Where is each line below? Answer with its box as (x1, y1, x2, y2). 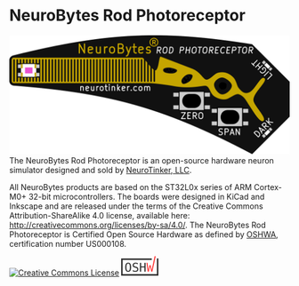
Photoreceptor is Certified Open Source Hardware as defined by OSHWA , (9, 228, 279, 240)
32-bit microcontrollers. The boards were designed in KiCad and (28, 191, 265, 202)
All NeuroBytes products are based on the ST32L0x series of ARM (9, 181, 252, 192)
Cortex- (253, 181, 283, 192)
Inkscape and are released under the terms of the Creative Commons (9, 201, 264, 211)
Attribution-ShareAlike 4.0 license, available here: (9, 210, 190, 220)
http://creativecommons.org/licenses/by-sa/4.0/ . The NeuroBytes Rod (9, 219, 267, 230)
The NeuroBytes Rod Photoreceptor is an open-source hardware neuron (9, 155, 274, 165)
